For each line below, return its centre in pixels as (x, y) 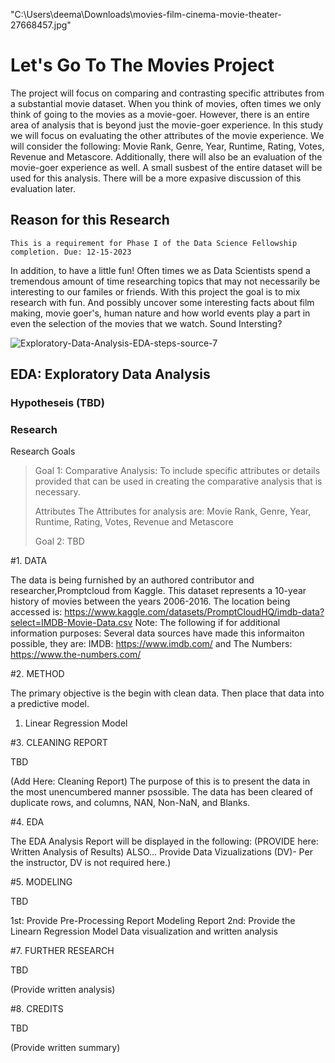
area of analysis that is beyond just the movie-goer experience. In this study (167, 125)
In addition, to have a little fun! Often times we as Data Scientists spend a (160, 270)
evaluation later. (43, 188)
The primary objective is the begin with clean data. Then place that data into (167, 693)
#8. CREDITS (37, 1009)
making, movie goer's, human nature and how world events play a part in (160, 313)
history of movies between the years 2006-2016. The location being (150, 601)
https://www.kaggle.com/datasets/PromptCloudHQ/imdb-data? (194, 612)
